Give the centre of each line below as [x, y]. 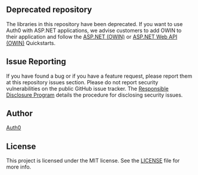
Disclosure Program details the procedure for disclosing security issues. [95, 95]
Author [19, 114]
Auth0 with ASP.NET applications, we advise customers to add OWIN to [94, 30]
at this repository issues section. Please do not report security [82, 82]
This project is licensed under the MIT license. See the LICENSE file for [93, 161]
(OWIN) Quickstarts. [31, 43]
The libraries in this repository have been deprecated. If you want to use [95, 24]
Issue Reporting [36, 62]
